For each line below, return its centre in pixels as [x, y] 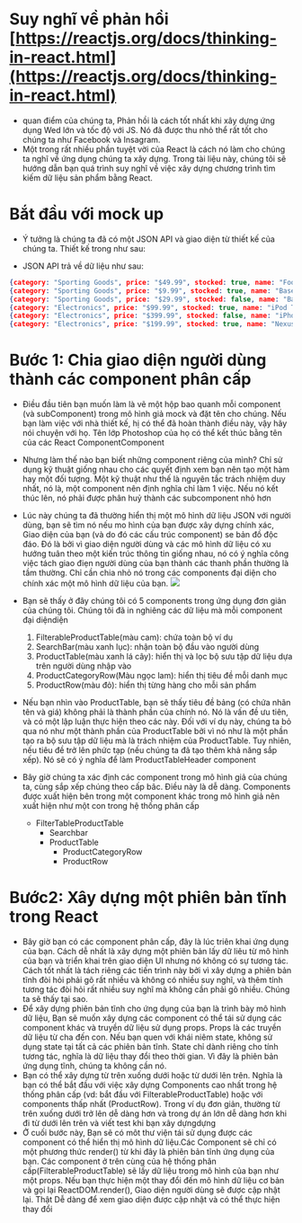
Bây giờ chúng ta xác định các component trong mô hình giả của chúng [155, 777]
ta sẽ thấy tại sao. [55, 999]
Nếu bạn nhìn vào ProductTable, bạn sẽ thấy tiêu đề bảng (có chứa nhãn [156, 703]
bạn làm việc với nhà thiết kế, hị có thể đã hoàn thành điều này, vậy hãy [155, 423]
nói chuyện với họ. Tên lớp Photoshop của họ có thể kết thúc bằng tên [152, 433]
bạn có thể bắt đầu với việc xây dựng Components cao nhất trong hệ [150, 1085]
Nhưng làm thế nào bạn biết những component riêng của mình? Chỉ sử [152, 460]
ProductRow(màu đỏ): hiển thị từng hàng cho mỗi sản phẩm [146, 685]
